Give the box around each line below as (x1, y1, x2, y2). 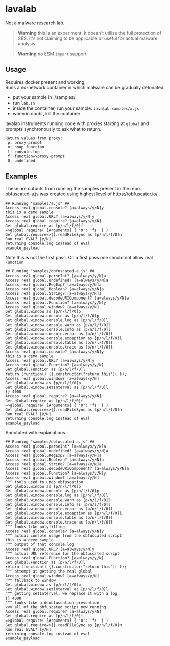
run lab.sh (12, 100, 35, 106)
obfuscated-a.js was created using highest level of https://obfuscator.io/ (5, 191, 158, 197)
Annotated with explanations (5, 429, 65, 435)
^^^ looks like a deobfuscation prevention (5, 600, 100, 605)
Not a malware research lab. (5, 20, 65, 26)
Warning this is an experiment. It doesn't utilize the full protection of (17, 30, 162, 36)
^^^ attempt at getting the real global (5, 568, 93, 574)
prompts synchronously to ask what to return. (5, 126, 101, 132)
